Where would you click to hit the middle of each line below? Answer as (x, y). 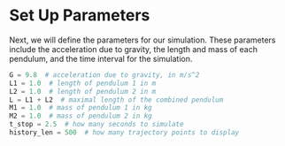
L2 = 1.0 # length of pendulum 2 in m (83, 91)
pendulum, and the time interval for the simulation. (101, 58)
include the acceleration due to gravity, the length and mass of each (134, 49)
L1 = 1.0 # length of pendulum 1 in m (83, 83)
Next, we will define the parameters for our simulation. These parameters (142, 40)
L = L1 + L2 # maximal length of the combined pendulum (116, 100)
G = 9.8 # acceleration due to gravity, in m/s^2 (104, 75)
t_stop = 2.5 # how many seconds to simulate (96, 125)
